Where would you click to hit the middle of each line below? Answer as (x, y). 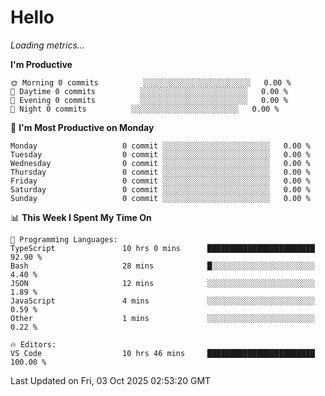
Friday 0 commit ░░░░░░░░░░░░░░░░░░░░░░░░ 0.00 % (160, 181)
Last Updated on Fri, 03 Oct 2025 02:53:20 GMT (111, 380)
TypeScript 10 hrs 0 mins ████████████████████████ (162, 248)
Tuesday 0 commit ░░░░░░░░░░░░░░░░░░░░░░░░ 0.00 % (160, 154)
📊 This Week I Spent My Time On (81, 217)
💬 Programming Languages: (64, 239)
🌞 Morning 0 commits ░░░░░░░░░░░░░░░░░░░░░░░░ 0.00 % (151, 82)
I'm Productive (41, 64)
